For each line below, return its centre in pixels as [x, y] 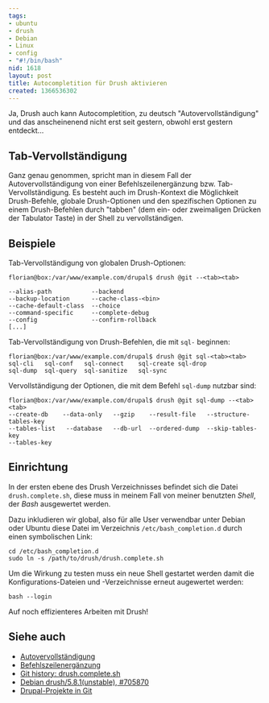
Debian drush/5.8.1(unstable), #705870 [84, 682]
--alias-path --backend [66, 292]
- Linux [21, 46]
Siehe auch [37, 637]
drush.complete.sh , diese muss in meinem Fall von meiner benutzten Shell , [132, 495]
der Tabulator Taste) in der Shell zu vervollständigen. [96, 218]
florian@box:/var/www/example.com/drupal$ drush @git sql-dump [117, 400]
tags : [17, 16]
